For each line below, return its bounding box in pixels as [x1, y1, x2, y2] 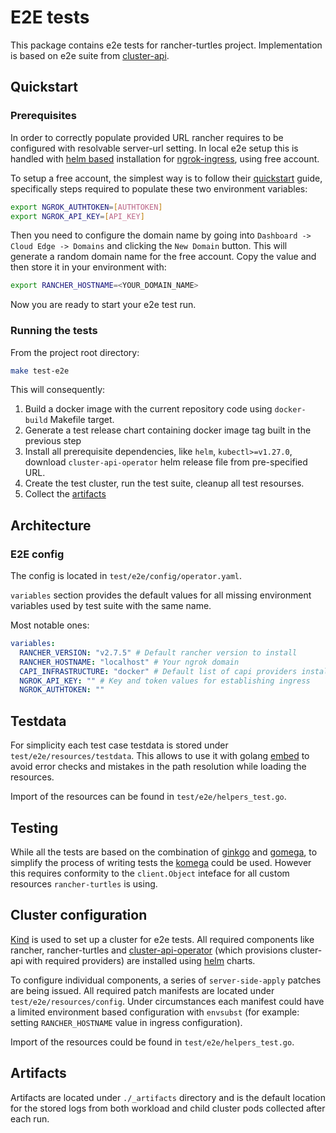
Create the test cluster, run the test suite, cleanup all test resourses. [24, 477, 305, 490]
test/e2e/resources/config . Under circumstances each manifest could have [10, 995, 325, 1007]
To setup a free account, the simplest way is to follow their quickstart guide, [10, 172, 323, 184]
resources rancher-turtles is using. [10, 877, 158, 890]
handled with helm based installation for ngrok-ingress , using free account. [10, 152, 320, 165]
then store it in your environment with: [10, 261, 167, 273]
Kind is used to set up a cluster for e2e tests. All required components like [10, 933, 315, 945]
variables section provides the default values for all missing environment [10, 589, 312, 601]
